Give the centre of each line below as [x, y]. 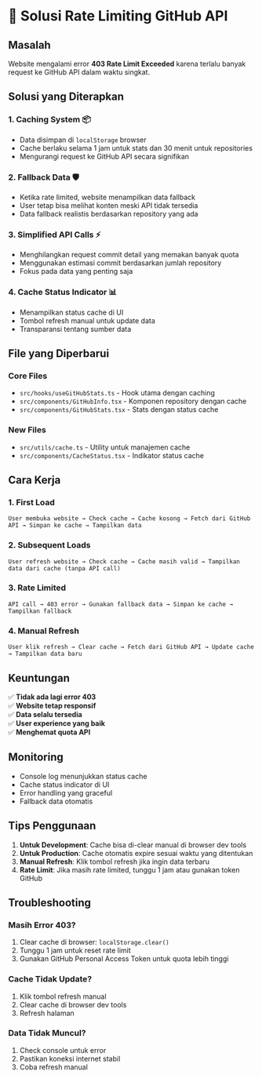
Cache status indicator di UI [64, 785]
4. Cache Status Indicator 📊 [63, 292]
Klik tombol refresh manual [63, 996]
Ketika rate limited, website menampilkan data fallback [107, 197]
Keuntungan [39, 678]
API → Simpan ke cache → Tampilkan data [75, 526]
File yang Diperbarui [59, 353]
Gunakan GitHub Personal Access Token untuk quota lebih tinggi [124, 959]
